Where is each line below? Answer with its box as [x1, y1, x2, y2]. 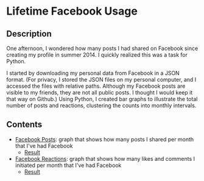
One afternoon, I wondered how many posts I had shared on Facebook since [6, 44, 199, 52]
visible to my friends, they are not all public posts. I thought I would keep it [6, 89, 193, 96]
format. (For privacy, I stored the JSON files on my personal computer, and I [6, 76, 197, 83]
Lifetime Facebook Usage [6, 4, 138, 18]
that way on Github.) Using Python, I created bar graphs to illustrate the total [6, 96, 198, 102]
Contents [6, 119, 43, 130]
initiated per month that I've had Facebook [15, 161, 122, 169]
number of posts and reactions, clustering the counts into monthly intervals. [6, 102, 197, 109]
